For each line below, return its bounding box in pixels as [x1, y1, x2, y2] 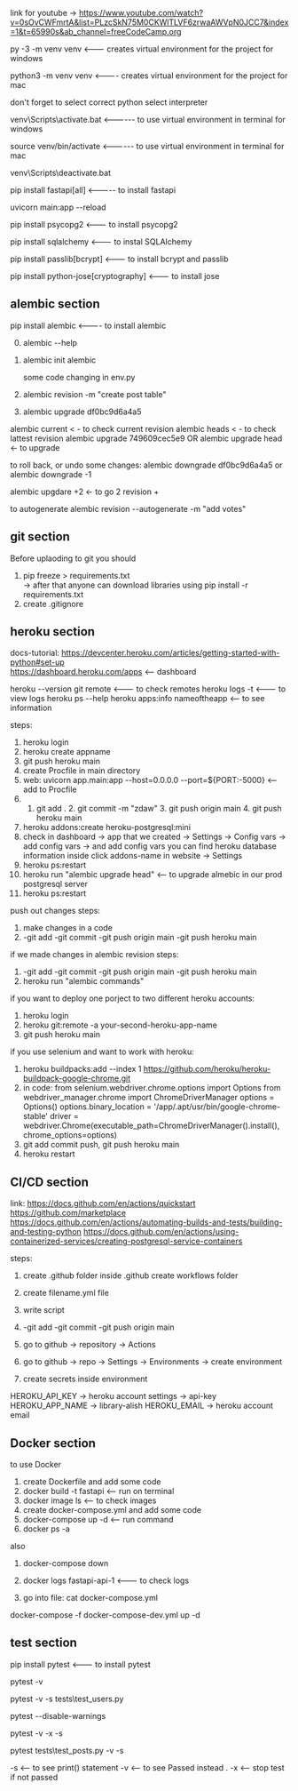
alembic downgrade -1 [10, 468, 92, 479]
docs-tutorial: [10, 648, 60, 659]
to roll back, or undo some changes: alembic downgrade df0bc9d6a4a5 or [10, 460, 283, 470]
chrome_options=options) [22, 1130, 118, 1140]
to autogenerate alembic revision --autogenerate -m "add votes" [10, 503, 247, 514]
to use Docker [10, 1459, 61, 1470]
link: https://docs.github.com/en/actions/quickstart [10, 1198, 196, 1209]
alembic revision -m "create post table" [22, 388, 167, 399]
